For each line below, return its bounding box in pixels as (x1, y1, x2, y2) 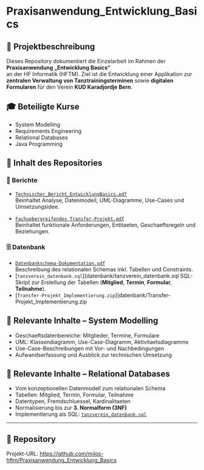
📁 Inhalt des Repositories (6, 158, 103, 168)
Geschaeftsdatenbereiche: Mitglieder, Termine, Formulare (15, 331, 160, 339)
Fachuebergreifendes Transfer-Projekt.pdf (15, 216, 124, 222)
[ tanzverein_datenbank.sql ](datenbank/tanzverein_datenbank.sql (15, 272, 179, 279)
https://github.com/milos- (39, 450, 104, 457)
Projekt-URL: (6, 450, 38, 457)
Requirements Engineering (15, 127, 82, 134)
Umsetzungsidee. (15, 202, 59, 210)
